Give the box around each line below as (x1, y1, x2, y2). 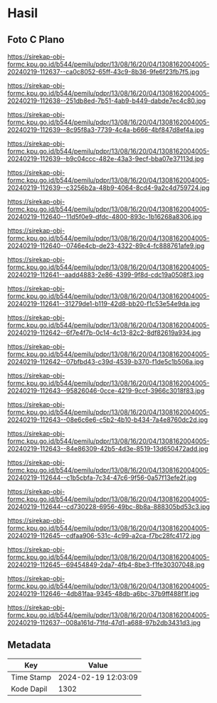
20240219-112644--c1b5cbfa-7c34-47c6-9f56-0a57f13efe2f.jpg (7, 473, 197, 482)
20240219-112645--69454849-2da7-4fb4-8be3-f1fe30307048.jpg (7, 560, 205, 569)
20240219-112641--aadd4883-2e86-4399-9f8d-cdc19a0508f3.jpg (7, 270, 204, 279)
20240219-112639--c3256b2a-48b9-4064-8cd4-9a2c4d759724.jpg (7, 183, 210, 192)
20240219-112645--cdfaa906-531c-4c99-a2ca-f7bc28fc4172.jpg (7, 532, 201, 540)
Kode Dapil (11, 684, 48, 694)
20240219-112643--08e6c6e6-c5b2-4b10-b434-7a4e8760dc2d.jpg (7, 415, 208, 424)
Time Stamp (11, 672, 52, 682)
